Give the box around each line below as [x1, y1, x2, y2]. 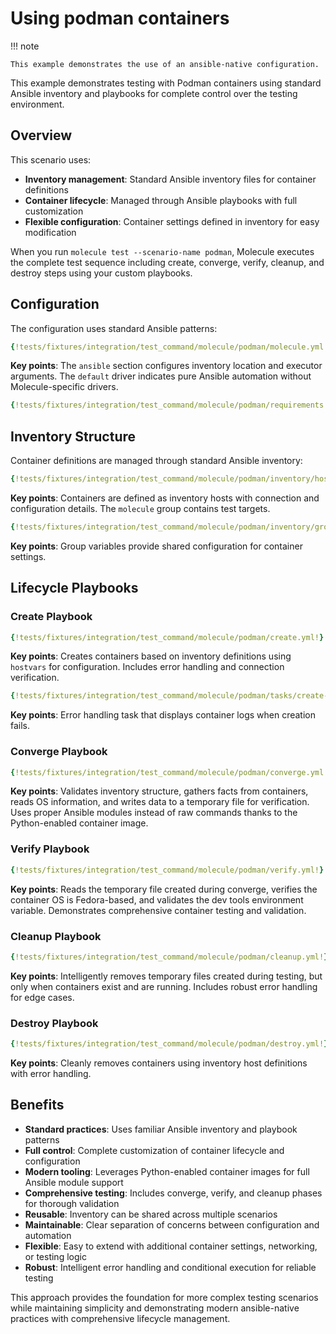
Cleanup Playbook [10, 929, 102, 943]
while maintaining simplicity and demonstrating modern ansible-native [10, 1302, 300, 1314]
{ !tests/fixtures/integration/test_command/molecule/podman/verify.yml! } [10, 865, 325, 875]
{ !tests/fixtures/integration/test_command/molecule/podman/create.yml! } [10, 632, 325, 642]
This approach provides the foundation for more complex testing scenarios [10, 1291, 319, 1303]
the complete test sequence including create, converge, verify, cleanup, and [10, 256, 325, 268]
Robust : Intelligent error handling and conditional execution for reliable [24, 1261, 317, 1273]
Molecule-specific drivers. [10, 381, 119, 393]
